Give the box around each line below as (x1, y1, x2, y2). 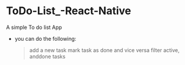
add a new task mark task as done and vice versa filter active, (29, 46, 180, 54)
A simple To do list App (6, 24, 62, 31)
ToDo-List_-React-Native (6, 4, 131, 18)
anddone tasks (29, 53, 66, 60)
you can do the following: (14, 35, 77, 42)
